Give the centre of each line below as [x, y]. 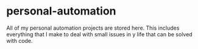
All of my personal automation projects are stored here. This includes [93, 28]
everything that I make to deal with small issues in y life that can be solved [100, 34]
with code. [19, 41]
